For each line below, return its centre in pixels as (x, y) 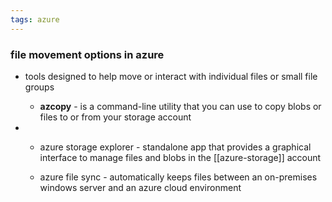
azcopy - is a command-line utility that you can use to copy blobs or (180, 106)
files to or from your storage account (115, 117)
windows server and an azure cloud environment (140, 187)
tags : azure (35, 19)
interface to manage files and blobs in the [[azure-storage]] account (180, 157)
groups (39, 87)
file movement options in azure (87, 54)
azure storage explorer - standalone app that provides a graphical (175, 147)
